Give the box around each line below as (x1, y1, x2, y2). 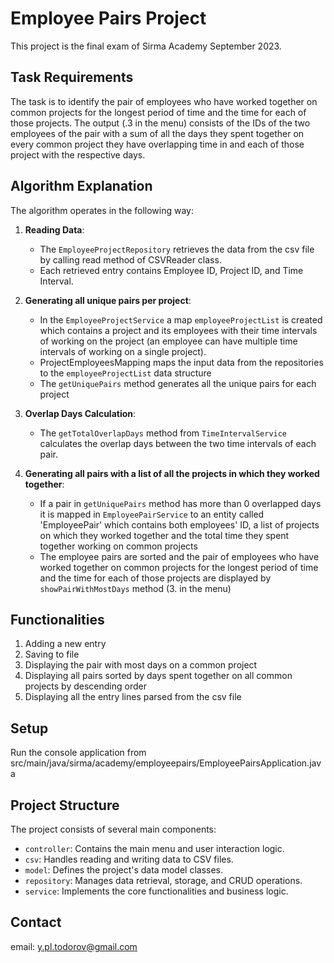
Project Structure (10, 797, 120, 814)
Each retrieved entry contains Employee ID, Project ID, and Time (39, 264, 304, 276)
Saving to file (24, 648, 80, 661)
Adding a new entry (24, 638, 107, 650)
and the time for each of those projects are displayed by (39, 572, 272, 584)
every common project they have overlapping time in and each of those (10, 138, 305, 150)
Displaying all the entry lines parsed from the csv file (24, 691, 242, 703)
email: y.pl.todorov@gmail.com (10, 940, 138, 952)
